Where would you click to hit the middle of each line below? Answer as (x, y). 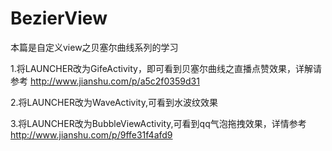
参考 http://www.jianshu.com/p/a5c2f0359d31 (105, 81)
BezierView (59, 18)
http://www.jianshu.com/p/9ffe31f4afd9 (91, 134)
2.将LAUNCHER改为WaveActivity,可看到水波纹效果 (114, 102)
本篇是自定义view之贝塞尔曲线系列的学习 (94, 47)
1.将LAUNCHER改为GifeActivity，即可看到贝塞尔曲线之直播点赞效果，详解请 (166, 68)
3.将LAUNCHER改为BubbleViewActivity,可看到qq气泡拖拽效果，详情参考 (158, 123)
